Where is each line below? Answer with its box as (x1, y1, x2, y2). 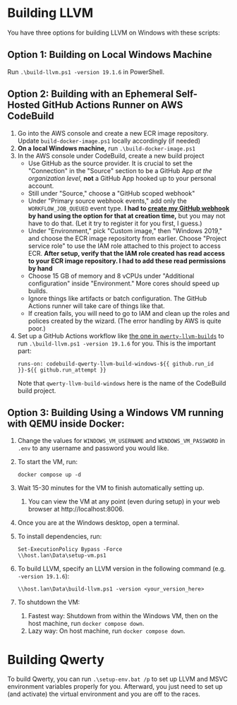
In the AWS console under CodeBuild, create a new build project (17, 151, 205, 160)
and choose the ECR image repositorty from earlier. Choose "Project (28, 234, 227, 242)
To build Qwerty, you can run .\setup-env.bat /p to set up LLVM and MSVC (7, 675, 228, 683)
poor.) (28, 324, 46, 333)
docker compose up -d (17, 471, 81, 478)
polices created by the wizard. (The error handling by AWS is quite (28, 316, 221, 325)
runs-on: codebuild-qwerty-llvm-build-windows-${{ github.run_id (17, 360, 214, 367)
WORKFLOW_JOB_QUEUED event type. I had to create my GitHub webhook (28, 203, 230, 213)
